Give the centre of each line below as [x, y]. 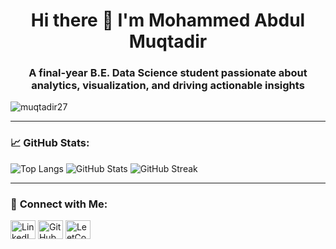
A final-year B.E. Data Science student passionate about [168, 73]
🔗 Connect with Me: [59, 204]
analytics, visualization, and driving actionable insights [168, 86]
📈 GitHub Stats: [50, 143]
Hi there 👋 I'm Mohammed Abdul [168, 20]
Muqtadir [168, 41]
